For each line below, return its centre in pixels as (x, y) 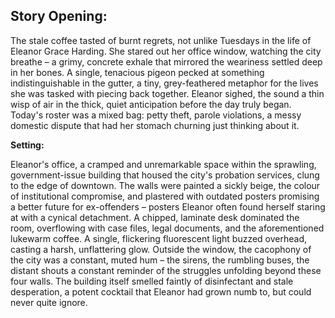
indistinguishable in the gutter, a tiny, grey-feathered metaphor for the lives (164, 83)
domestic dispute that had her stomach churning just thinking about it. (155, 125)
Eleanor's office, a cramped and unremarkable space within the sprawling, (163, 164)
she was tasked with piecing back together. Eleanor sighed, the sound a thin (167, 93)
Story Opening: (59, 16)
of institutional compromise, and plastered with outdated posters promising (165, 196)
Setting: (27, 145)
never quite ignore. (49, 302)
